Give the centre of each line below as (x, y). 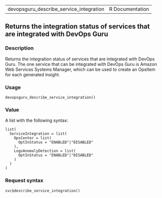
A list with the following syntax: (37, 120)
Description (19, 48)
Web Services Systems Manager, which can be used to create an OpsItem (80, 69)
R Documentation (129, 9)
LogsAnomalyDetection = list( (45, 151)
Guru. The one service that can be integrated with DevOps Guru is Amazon (81, 64)
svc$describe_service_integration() (43, 191)
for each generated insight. (33, 74)
